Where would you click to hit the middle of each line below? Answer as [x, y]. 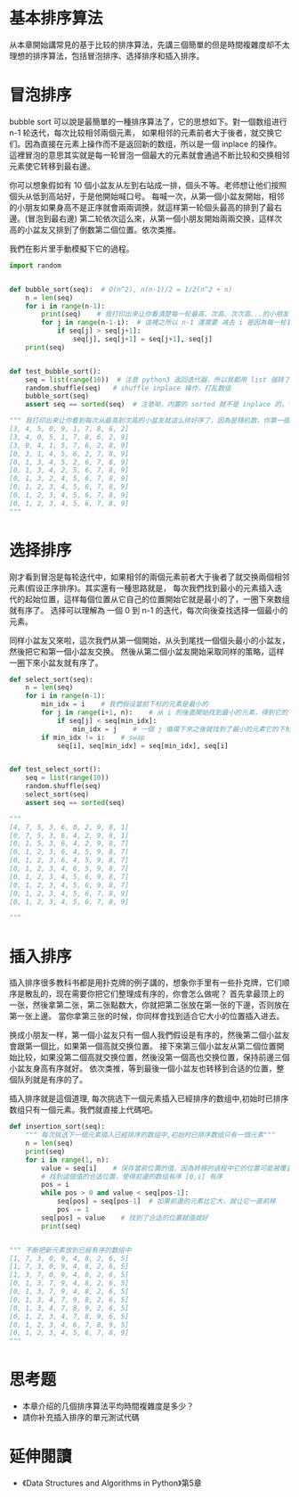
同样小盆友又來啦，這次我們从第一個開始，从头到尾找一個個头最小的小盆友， [149, 640]
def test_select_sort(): [55, 769]
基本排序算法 [57, 18]
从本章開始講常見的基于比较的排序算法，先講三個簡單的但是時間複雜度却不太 [149, 45]
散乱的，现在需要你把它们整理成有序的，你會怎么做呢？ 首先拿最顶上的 [154, 994]
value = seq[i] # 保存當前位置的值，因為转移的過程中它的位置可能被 [161, 1168]
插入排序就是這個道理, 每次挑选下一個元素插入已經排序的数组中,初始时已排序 [149, 1098]
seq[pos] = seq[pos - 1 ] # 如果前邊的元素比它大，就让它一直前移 [166, 1201]
